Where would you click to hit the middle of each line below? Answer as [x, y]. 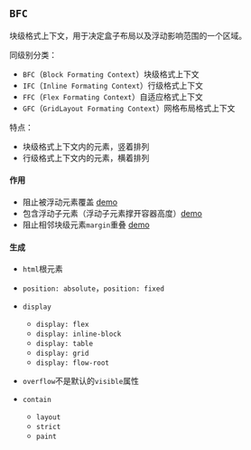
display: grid [62, 354]
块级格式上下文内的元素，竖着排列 [86, 146]
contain [37, 400]
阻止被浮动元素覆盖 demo [70, 202]
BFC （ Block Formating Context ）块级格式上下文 [111, 74]
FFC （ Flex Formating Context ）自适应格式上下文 [112, 96]
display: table [64, 344]
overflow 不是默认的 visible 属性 [81, 381]
